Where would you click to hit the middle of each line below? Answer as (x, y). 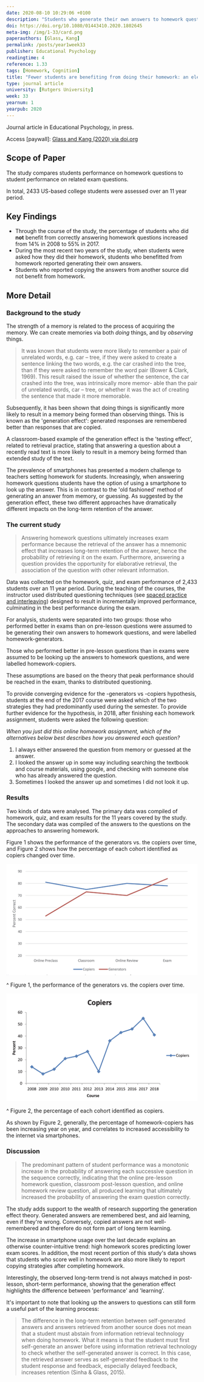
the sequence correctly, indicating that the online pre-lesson (97, 1178)
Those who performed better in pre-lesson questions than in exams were (98, 651)
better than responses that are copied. (54, 427)
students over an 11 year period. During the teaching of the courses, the (96, 589)
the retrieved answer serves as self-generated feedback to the (100, 1359)
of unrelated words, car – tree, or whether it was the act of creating (105, 390)
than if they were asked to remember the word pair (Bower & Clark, (105, 370)
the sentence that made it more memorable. (76, 396)
